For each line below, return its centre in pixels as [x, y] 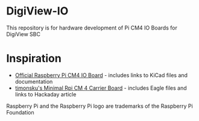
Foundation [20, 112]
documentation [34, 81]
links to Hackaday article [46, 94]
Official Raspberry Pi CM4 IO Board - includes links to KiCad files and [101, 75]
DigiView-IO [37, 11]
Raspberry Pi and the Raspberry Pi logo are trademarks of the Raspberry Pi [99, 106]
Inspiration [34, 59]
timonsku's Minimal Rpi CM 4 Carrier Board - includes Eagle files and [101, 88]
